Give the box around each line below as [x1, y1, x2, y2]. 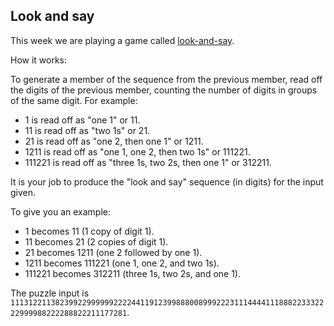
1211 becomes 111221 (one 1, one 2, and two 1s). [24, 257, 220, 269]
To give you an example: [10, 205, 111, 218]
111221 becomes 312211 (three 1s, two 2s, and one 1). [24, 267, 241, 279]
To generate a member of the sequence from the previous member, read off [10, 73, 323, 85]
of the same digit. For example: [10, 94, 138, 106]
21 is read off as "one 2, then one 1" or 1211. [24, 135, 204, 147]
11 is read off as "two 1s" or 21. [24, 124, 151, 136]
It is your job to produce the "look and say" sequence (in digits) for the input [10, 175, 324, 188]
